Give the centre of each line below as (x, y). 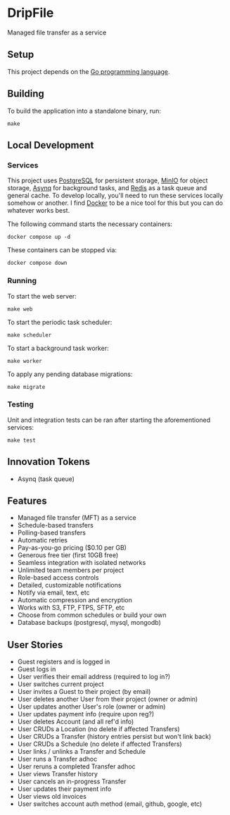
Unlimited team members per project (71, 570)
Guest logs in (37, 669)
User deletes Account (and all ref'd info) (76, 722)
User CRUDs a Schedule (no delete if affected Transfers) (100, 744)
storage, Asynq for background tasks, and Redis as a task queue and (107, 188)
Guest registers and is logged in (64, 662)
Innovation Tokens (49, 462)
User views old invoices (52, 797)
